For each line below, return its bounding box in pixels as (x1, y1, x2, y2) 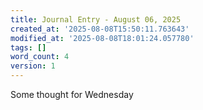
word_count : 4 (10, 52, 70, 62)
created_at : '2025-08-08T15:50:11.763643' (10, 24, 190, 34)
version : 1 (10, 61, 56, 71)
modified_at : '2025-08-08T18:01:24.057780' (10, 33, 195, 43)
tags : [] (10, 42, 47, 53)
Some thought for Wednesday (10, 89, 134, 100)
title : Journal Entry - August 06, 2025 (10, 14, 182, 25)
